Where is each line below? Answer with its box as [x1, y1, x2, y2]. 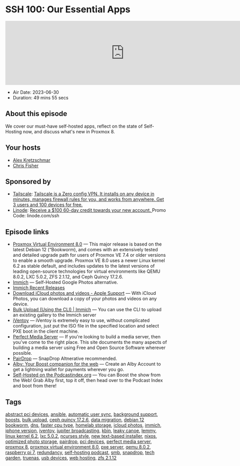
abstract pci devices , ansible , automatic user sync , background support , [5, 411, 158, 417]
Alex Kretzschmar [12, 157, 51, 163]
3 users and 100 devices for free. [12, 201, 83, 208]
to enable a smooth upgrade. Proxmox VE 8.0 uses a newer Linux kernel [12, 257, 165, 264]
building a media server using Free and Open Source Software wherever [12, 345, 166, 351]
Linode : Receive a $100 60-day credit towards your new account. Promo [12, 207, 166, 213]
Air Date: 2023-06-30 [12, 89, 59, 95]
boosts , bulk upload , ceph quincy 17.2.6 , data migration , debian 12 [5, 417, 145, 422]
